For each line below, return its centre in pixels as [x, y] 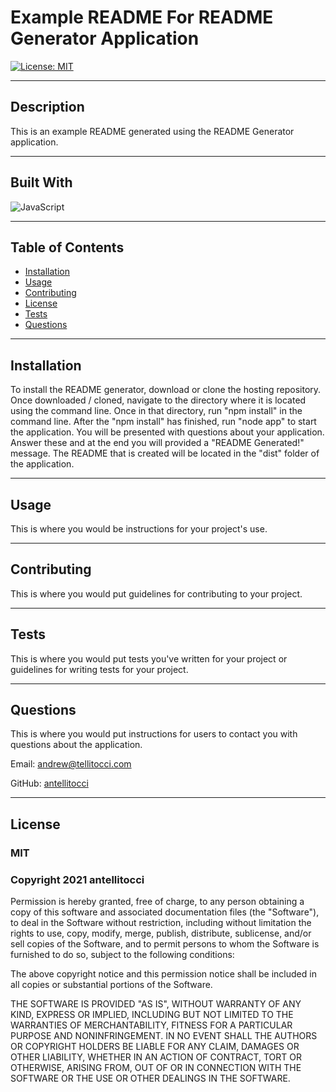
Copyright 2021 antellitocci [77, 879]
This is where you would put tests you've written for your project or [149, 658]
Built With [41, 182]
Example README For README [142, 17]
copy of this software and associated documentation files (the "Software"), [165, 912]
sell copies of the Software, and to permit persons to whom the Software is [165, 944]
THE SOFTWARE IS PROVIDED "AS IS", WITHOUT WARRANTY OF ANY [156, 1004]
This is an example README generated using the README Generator [152, 131]
